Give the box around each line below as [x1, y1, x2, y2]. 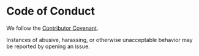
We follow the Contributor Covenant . [6, 24, 99, 32]
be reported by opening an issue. [6, 43, 90, 50]
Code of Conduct [6, 4, 95, 18]
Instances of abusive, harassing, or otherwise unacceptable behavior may [6, 36, 193, 43]
